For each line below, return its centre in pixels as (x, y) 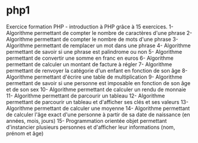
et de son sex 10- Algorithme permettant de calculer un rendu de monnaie (96, 89)
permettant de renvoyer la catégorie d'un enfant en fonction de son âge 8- (97, 70)
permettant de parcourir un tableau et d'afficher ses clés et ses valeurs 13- (98, 102)
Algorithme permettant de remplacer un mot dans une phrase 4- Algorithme (98, 45)
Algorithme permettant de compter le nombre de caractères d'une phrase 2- (99, 32)
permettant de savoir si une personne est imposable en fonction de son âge (98, 83)
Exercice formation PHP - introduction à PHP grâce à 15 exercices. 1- (90, 27)
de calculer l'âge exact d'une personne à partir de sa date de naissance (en (98, 114)
